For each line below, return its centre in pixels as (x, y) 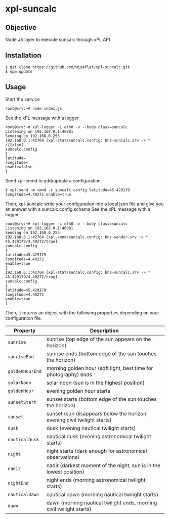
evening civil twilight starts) (79, 420)
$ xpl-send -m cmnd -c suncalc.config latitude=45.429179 (68, 190)
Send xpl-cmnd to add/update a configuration (53, 180)
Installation (23, 55)
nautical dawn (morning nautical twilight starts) (102, 494)
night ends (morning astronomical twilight (96, 480)
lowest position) (65, 471)
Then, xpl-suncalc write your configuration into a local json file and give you (84, 204)
